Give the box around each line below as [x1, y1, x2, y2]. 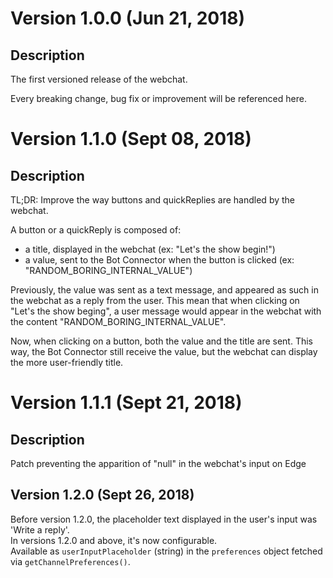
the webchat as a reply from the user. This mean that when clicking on [10, 295, 300, 306]
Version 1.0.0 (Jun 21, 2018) [10, 7, 246, 30]
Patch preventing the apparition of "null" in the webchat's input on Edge [10, 458, 307, 469]
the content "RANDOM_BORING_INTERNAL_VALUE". [10, 316, 227, 327]
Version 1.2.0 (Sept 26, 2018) [10, 487, 195, 504]
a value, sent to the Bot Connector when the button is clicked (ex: [24, 254, 295, 266]
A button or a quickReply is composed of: [10, 224, 182, 236]
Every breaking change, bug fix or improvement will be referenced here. [10, 93, 307, 104]
